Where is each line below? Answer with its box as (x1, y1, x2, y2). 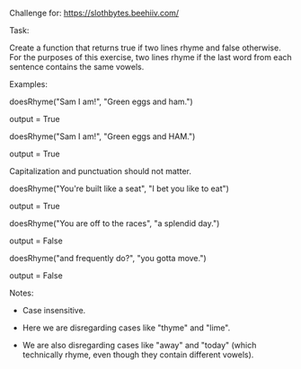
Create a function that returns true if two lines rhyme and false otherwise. (9, 42, 281, 53)
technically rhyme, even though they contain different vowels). (22, 349, 254, 360)
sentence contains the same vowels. (9, 62, 145, 72)
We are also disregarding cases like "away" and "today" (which (22, 340, 257, 350)
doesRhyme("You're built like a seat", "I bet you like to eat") (9, 183, 229, 194)
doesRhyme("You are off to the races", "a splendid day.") (9, 218, 220, 228)
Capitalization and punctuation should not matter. (9, 166, 191, 176)
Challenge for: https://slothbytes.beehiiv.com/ (9, 8, 180, 18)
